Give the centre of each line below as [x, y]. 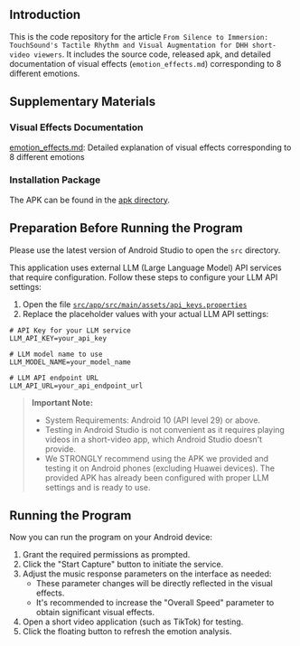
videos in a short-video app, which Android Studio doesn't [154, 439]
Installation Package [55, 180]
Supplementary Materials [83, 102]
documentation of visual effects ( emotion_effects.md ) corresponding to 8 [145, 63]
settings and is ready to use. [98, 487]
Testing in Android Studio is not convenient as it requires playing [164, 429]
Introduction [45, 15]
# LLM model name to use [56, 354]
